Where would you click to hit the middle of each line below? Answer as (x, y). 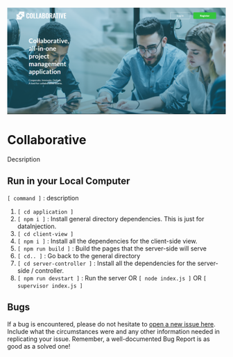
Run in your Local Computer (69, 181)
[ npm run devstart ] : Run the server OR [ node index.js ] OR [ (112, 278)
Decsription (24, 159)
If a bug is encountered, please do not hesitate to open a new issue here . (112, 324)
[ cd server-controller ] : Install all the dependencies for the (106, 263)
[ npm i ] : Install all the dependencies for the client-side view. (107, 241)
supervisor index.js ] (50, 286)
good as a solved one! (39, 346)
